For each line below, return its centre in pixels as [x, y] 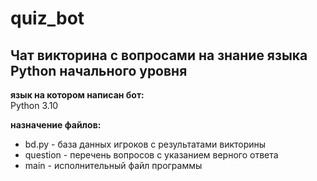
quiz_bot [47, 18]
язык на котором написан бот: [77, 95]
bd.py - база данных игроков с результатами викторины [145, 144]
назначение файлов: [56, 125]
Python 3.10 [34, 105]
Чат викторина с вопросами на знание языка [159, 55]
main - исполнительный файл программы [113, 165]
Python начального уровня [99, 70]
